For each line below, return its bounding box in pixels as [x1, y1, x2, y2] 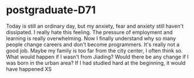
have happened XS [6, 65, 52, 72]
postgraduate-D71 [6, 3, 96, 17]
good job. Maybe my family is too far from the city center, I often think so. [6, 47, 183, 54]
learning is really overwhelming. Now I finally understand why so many [6, 35, 176, 42]
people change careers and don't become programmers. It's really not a [6, 41, 180, 48]
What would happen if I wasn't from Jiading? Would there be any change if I [6, 53, 189, 60]
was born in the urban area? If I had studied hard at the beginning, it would [6, 59, 186, 66]
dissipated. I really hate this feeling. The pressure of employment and [6, 28, 173, 35]
